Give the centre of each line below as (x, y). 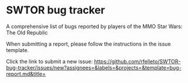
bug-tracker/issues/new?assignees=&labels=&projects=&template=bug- (94, 67)
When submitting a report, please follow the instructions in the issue (89, 44)
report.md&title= (26, 74)
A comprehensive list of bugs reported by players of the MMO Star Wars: (94, 26)
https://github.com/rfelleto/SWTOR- (137, 61)
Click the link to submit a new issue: (49, 61)
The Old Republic (27, 32)
